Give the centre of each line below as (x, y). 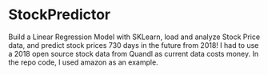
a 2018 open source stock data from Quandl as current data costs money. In (134, 53)
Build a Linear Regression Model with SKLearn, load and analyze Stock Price (134, 37)
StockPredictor (60, 15)
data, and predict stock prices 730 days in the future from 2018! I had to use (134, 45)
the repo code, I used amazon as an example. (83, 62)
